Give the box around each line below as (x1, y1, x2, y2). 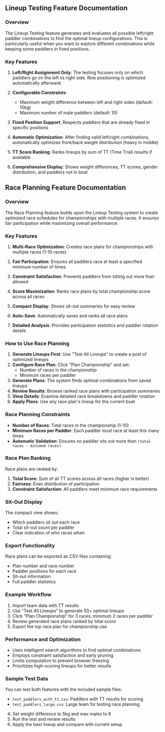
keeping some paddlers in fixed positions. (5, 46, 90, 52)
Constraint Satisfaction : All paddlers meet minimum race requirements (12, 486, 158, 492)
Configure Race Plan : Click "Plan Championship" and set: (12, 362, 130, 368)
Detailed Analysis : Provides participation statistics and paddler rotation (12, 322, 158, 328)
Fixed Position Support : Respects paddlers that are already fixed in (12, 119, 150, 125)
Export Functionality (5, 542, 55, 549)
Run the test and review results (12, 716, 76, 722)
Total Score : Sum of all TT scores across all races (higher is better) (12, 475, 149, 481)
